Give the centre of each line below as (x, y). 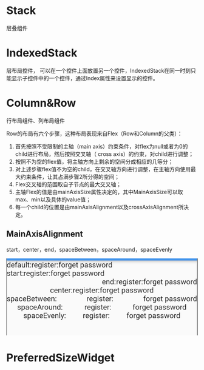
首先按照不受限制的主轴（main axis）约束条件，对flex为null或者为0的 (101, 146)
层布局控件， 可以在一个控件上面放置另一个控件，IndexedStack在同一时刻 (99, 70)
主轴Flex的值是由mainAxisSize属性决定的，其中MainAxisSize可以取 (99, 192)
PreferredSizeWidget (61, 358)
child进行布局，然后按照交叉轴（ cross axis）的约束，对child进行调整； (104, 154)
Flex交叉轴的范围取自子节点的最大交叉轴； (68, 184)
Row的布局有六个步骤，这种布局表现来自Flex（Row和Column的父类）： (94, 133)
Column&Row (41, 103)
